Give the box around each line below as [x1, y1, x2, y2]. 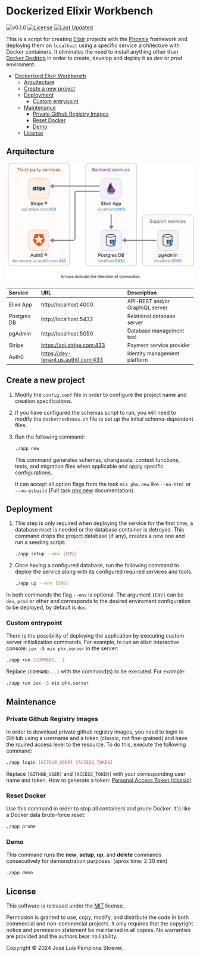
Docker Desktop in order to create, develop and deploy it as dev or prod [6, 54, 183, 61]
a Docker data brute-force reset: [6, 812, 86, 819]
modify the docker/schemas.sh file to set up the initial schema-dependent [14, 415, 193, 422]
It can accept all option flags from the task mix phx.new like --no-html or [14, 480, 192, 487]
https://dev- [40, 350, 71, 357]
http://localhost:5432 [40, 316, 93, 323]
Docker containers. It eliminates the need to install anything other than [6, 48, 179, 55]
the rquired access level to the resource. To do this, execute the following [6, 741, 186, 748]
